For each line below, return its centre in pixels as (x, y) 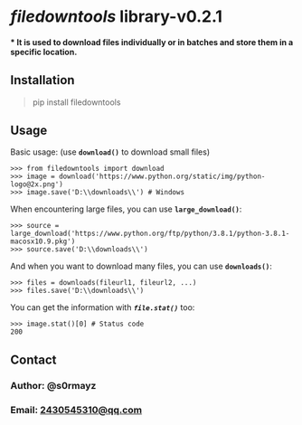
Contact (33, 359)
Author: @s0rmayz (53, 385)
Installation (42, 80)
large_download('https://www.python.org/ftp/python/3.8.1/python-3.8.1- (150, 234)
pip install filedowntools (76, 102)
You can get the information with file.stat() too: (103, 307)
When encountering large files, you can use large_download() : (126, 209)
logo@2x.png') (37, 184)
